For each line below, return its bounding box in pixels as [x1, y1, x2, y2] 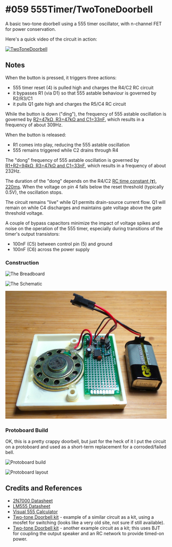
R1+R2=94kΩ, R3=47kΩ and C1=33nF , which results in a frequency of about [5, 162, 166, 168]
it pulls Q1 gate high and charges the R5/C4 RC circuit [12, 101, 126, 107]
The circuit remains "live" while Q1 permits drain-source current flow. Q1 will [5, 199, 166, 205]
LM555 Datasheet [12, 503, 51, 509]
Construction [5, 259, 39, 266]
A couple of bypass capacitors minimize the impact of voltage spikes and [5, 220, 160, 226]
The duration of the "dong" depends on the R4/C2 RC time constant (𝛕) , [5, 178, 157, 184]
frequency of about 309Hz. [5, 122, 63, 128]
